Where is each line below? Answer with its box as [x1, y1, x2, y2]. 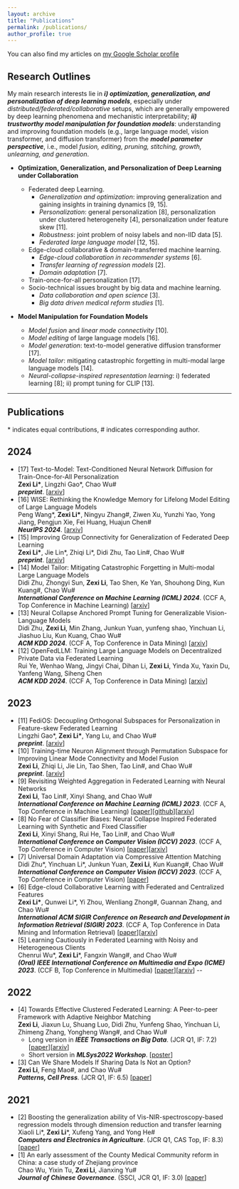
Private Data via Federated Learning [17, 654, 124, 662]
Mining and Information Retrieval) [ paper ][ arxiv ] [17, 928, 158, 936]
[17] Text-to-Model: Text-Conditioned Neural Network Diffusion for [17, 464, 213, 473]
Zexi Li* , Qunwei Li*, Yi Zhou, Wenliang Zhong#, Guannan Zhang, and [17, 898, 223, 906]
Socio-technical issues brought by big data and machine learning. [28, 283, 222, 292]
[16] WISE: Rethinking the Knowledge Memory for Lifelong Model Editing [17, 495, 230, 503]
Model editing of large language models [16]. [28, 334, 160, 342]
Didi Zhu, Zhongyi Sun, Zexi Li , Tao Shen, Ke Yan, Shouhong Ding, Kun [17, 578, 225, 587]
